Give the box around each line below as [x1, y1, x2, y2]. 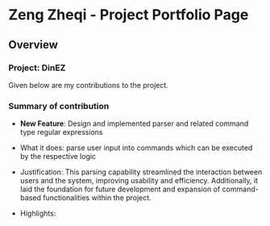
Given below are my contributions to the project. [8, 80, 169, 90]
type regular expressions [19, 128, 103, 137]
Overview [8, 38, 59, 52]
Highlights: [19, 208, 56, 219]
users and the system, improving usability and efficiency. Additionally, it [19, 176, 259, 186]
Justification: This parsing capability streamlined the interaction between [19, 167, 263, 177]
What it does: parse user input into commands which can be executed [19, 143, 253, 153]
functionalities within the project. [43, 193, 152, 203]
